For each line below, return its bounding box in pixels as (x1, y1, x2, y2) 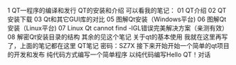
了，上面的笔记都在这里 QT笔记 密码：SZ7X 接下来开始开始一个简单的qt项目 (7, 42, 230, 49)
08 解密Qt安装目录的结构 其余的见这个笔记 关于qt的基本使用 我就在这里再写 (7, 32, 228, 41)
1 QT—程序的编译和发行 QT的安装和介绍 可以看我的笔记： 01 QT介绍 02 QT (7, 6, 227, 14)
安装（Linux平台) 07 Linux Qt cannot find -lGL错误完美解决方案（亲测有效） (7, 24, 229, 32)
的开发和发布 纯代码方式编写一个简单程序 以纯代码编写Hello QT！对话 (7, 50, 211, 59)
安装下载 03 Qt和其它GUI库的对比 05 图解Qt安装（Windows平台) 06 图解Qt (7, 15, 227, 23)
